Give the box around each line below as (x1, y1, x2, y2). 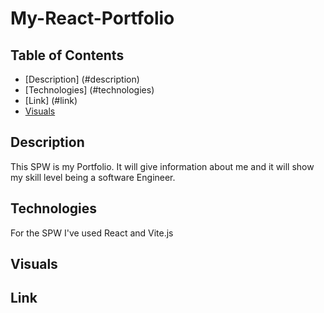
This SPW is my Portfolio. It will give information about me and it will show (10, 160, 315, 172)
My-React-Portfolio (10, 7, 175, 30)
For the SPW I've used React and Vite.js (10, 227, 174, 239)
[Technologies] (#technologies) (24, 84, 155, 96)
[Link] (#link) (24, 95, 78, 106)
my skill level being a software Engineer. (10, 171, 176, 183)
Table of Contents (10, 47, 125, 64)
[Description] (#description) (24, 73, 140, 85)
